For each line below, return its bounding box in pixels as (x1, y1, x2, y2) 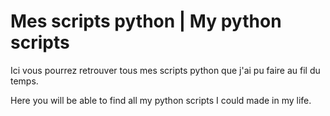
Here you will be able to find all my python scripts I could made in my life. (10, 94, 312, 106)
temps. (10, 75, 39, 87)
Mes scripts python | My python (10, 10, 282, 33)
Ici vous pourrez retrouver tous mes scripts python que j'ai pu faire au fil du (10, 64, 321, 76)
